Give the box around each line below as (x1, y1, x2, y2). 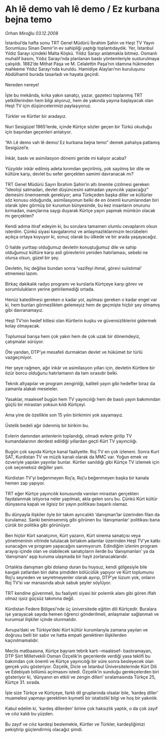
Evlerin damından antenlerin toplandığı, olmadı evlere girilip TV (5, 433, 132, 439)
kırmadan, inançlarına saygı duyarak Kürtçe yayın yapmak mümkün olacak (5, 207, 156, 213)
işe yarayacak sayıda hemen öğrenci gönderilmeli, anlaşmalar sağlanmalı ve (5, 611, 159, 617)
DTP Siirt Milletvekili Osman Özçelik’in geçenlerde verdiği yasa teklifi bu (5, 653, 151, 659)
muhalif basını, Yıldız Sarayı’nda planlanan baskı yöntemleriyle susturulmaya (5, 55, 160, 61)
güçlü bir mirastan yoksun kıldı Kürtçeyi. (5, 401, 86, 407)
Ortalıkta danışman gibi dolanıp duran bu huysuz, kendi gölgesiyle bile (5, 564, 148, 570)
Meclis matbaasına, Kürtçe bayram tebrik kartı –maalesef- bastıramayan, (5, 648, 152, 654)
